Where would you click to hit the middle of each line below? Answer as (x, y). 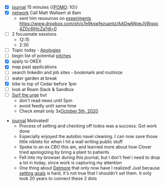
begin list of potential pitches (41, 56)
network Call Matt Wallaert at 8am (46, 13)
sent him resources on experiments (55, 18)
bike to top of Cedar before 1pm (44, 84)
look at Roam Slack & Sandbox (43, 89)
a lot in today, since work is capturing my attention (70, 162)
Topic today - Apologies (36, 50)
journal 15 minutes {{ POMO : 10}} (45, 7)
